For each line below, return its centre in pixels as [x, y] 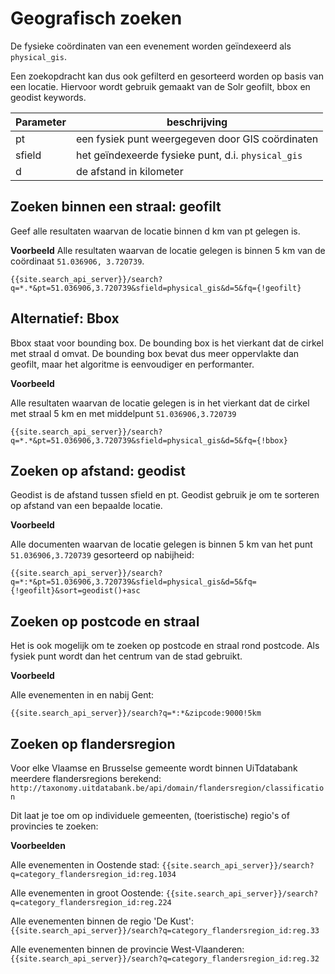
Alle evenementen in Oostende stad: [85, 865]
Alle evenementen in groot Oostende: [87, 893]
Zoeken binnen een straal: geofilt [116, 207]
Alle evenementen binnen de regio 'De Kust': [102, 921]
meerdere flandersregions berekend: [86, 778]
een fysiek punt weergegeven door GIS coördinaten [197, 139]
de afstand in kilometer [129, 171]
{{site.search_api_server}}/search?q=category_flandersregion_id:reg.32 [165, 959]
